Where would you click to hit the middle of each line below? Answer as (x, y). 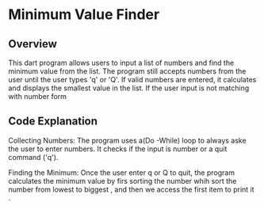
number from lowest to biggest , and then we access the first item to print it (132, 189)
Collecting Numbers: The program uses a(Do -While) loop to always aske (128, 140)
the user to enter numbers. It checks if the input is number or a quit (118, 149)
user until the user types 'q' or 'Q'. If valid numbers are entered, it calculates (132, 80)
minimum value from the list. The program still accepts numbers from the (127, 71)
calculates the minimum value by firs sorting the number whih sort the (122, 180)
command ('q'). (33, 157)
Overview (33, 44)
